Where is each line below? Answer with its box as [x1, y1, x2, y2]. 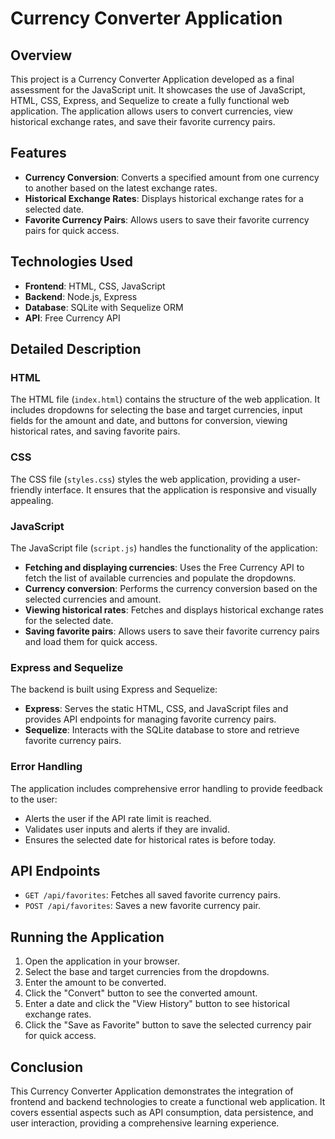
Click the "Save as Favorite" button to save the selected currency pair [24, 1019, 312, 1031]
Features [10, 145, 67, 162]
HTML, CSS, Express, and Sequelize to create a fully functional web [10, 95, 290, 106]
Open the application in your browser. [24, 955, 181, 967]
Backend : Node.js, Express [24, 290, 138, 302]
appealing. [10, 494, 54, 506]
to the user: [10, 793, 58, 805]
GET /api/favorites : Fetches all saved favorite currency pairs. [24, 889, 281, 901]
